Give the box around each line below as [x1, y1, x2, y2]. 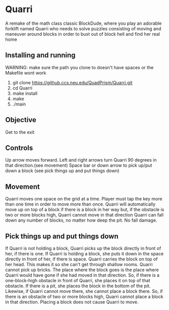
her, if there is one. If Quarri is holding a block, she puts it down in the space [5, 251, 164, 256]
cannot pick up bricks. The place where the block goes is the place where [5, 267, 159, 273]
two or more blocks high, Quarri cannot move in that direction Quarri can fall [5, 212, 164, 218]
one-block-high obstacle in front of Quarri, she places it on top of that [5, 278, 150, 283]
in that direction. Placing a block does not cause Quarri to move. [5, 299, 139, 305]
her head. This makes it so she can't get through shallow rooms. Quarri [5, 262, 153, 267]
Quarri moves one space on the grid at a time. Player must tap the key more [5, 196, 162, 202]
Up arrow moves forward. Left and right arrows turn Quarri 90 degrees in [5, 157, 157, 163]
